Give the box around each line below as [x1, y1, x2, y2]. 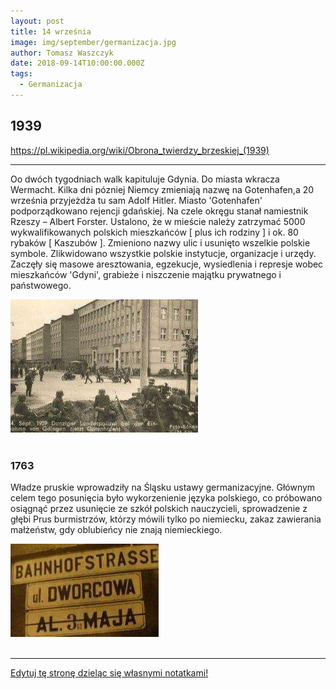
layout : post [10, 16, 65, 26]
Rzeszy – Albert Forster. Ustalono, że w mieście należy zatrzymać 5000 [10, 215, 306, 227]
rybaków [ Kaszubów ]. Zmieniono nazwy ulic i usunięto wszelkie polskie [10, 236, 311, 249]
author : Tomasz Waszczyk [10, 48, 114, 58]
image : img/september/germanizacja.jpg [10, 37, 177, 47]
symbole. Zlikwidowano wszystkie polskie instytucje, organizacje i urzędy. [10, 247, 317, 259]
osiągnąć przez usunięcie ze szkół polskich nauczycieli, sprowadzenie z [10, 502, 308, 514]
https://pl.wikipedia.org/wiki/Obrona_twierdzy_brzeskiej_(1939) [10, 144, 270, 156]
